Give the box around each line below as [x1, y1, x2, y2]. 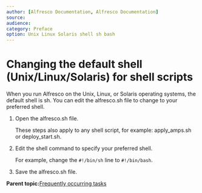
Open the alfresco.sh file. [15, 115, 79, 122]
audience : [6, 20, 32, 26]
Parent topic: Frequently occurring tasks [6, 180, 107, 188]
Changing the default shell [6, 57, 143, 71]
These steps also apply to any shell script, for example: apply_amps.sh [15, 126, 192, 134]
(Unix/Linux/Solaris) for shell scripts [6, 70, 193, 84]
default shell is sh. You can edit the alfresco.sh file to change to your [6, 97, 178, 104]
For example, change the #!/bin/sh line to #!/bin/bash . [15, 157, 153, 164]
